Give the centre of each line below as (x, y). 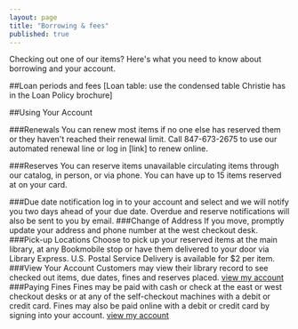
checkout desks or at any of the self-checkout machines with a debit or (140, 297)
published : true (39, 34)
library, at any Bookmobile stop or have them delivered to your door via (139, 249)
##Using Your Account (51, 113)
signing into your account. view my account (89, 316)
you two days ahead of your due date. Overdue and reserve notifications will (149, 212)
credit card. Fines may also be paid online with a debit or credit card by (139, 306)
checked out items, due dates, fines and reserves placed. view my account (147, 277)
